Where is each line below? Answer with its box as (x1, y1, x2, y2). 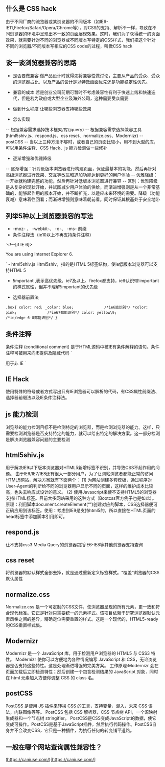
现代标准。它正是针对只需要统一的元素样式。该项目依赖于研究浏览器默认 (9, 610, 156, 616)
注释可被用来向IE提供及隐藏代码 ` (5, 350, 72, 356)
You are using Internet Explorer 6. (5, 251, 73, 257)
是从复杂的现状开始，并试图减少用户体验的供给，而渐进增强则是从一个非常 (5, 184, 156, 190)
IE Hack (5, 375, 29, 383)
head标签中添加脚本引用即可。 (5, 513, 68, 519)
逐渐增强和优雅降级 (12, 155, 52, 161)
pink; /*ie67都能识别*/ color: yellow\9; (5, 310, 117, 315)
